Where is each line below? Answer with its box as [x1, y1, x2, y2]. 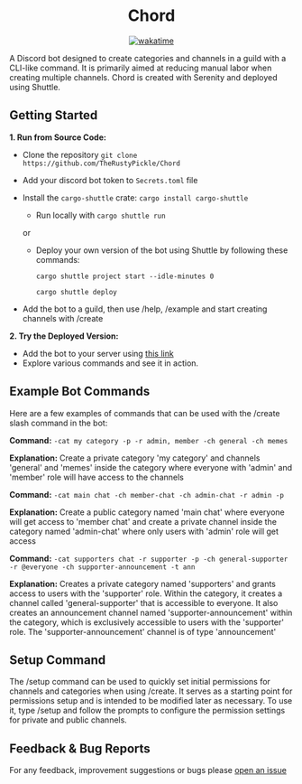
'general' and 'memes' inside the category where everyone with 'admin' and [9, 462, 293, 472]
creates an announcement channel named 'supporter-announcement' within [9, 607, 293, 618]
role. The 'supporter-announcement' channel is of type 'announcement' [9, 626, 277, 637]
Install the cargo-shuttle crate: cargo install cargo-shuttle [22, 191, 249, 203]
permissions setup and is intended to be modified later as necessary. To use [9, 695, 293, 706]
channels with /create [22, 313, 104, 323]
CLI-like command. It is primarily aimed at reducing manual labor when [9, 62, 272, 73]
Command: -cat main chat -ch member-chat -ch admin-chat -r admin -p [9, 489, 284, 499]
